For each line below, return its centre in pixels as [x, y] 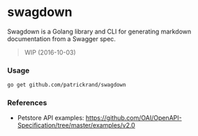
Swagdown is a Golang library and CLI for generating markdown [99, 31]
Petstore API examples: [51, 118]
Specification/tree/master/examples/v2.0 [76, 126]
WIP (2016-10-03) [50, 52]
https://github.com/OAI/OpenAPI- [134, 118]
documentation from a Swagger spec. [62, 38]
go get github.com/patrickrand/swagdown [67, 85]
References [27, 103]
